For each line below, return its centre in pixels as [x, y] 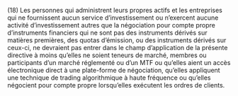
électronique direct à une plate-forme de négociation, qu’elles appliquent [114, 70]
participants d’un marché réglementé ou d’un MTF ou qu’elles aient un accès [119, 62]
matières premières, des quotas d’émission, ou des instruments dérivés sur [117, 40]
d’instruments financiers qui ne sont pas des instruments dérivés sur [107, 32]
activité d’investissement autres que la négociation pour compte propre [112, 25]
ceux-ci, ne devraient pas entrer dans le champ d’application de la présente [118, 48]
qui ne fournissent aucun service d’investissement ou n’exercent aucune [113, 18]
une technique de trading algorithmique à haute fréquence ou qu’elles [109, 78]
